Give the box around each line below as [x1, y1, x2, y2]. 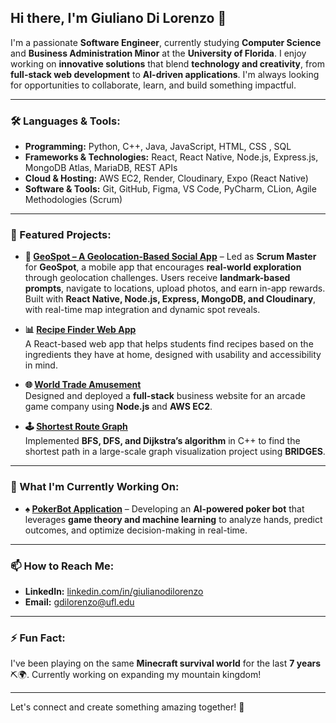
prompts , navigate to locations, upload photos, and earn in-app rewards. [24, 282, 326, 295]
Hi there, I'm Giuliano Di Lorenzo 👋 [10, 10, 227, 27]
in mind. [24, 359, 58, 371]
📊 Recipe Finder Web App [24, 324, 137, 336]
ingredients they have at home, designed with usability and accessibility [24, 349, 322, 361]
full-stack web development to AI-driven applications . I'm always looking [10, 68, 320, 80]
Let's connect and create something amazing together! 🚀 [10, 701, 245, 713]
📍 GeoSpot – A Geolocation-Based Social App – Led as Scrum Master [24, 251, 317, 263]
